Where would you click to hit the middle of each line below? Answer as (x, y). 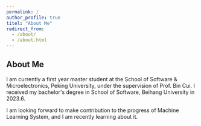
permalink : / (23, 12)
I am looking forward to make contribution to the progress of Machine (93, 110)
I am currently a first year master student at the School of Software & (92, 79)
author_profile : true (33, 18)
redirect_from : (25, 29)
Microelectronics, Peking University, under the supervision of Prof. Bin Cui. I (101, 85)
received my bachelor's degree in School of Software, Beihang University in (101, 92)
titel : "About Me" (29, 23)
